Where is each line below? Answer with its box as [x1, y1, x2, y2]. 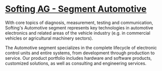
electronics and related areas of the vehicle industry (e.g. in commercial [5, 30, 151, 36]
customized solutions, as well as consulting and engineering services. [5, 60, 147, 66]
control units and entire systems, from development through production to [5, 50, 155, 56]
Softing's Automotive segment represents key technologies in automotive [5, 24, 154, 30]
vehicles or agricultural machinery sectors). [5, 35, 93, 41]
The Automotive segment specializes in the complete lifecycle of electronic [5, 45, 157, 50]
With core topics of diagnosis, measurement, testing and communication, [5, 20, 153, 25]
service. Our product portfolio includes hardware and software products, [5, 55, 152, 61]
